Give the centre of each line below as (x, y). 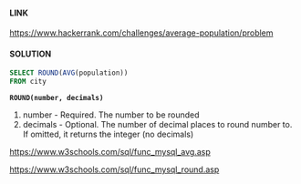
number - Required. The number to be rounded (111, 115)
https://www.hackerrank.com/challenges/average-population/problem (141, 33)
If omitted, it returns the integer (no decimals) (108, 134)
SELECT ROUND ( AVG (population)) (69, 73)
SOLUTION (31, 54)
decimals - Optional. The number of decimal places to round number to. (157, 125)
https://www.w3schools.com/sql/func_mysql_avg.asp (110, 152)
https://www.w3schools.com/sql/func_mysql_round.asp (114, 169)
